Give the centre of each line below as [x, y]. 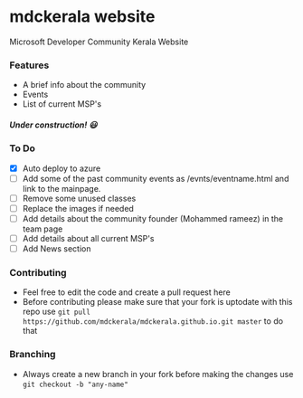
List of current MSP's [62, 104]
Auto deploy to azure [62, 168]
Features [29, 65]
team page [43, 229]
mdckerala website [82, 17]
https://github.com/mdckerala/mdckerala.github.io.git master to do [152, 321]
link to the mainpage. [62, 188]
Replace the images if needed [78, 208]
